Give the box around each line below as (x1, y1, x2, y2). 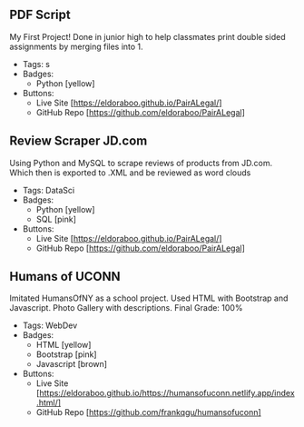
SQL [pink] (35, 213, 77, 224)
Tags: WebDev (22, 320, 78, 331)
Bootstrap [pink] (35, 349, 97, 360)
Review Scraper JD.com (9, 134, 148, 149)
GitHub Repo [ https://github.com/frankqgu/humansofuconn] (35, 407, 261, 418)
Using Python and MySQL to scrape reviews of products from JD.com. (9, 157, 273, 168)
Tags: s (22, 58, 51, 69)
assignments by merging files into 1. (9, 41, 143, 52)
